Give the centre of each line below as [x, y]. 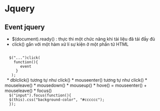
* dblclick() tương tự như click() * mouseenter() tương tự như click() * [77, 80]
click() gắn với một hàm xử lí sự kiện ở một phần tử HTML [70, 44]
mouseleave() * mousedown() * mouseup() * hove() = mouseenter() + [76, 85]
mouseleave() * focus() [28, 91]
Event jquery [25, 27]
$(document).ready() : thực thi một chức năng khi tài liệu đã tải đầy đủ [83, 39]
